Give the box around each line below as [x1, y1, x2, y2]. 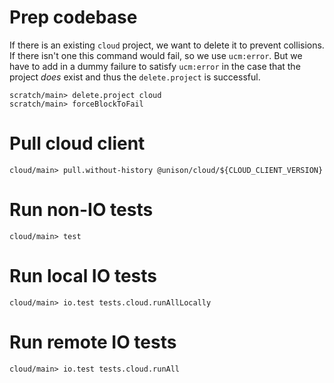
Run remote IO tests [9, 331, 177, 353]
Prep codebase [9, 6, 138, 29]
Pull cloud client [9, 132, 146, 155]
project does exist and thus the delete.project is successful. [9, 71, 261, 83]
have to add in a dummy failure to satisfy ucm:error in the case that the [9, 60, 301, 72]
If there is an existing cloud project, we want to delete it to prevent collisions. [9, 39, 325, 51]
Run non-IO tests [9, 199, 154, 221]
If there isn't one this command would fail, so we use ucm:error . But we [9, 49, 303, 61]
